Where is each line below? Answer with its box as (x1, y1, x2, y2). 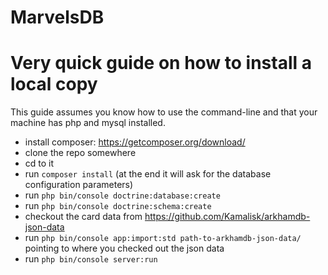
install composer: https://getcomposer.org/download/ (24, 136, 246, 148)
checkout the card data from (24, 211, 143, 223)
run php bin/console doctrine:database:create (24, 189, 221, 201)
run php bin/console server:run (24, 253, 158, 265)
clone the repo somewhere (24, 147, 137, 159)
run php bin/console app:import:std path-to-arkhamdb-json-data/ (24, 232, 302, 244)
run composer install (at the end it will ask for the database (24, 168, 272, 180)
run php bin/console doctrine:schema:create (24, 200, 212, 212)
